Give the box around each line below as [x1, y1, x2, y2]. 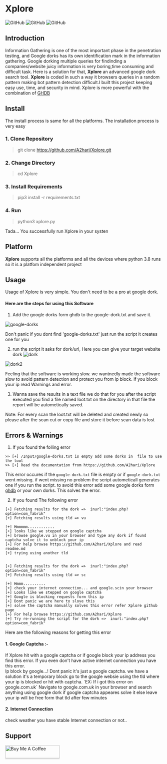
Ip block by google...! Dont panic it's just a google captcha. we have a [5, 668, 148, 674]
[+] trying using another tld [5, 551, 68, 556]
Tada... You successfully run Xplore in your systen [5, 228, 108, 234]
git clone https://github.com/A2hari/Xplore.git [17, 147, 111, 153]
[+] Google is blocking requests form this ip [5, 594, 104, 599]
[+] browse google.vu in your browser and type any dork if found [5, 533, 146, 538]
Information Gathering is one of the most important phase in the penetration [5, 47, 161, 53]
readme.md [5, 546, 26, 551]
